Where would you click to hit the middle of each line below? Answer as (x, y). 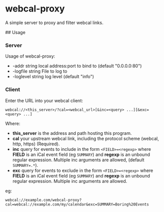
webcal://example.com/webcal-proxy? (43, 200)
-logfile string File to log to (40, 71)
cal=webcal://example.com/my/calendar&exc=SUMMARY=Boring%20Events (77, 204)
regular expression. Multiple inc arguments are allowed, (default (78, 160)
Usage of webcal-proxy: (30, 56)
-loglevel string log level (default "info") (53, 77)
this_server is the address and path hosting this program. (72, 133)
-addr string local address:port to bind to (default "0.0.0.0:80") (77, 66)
